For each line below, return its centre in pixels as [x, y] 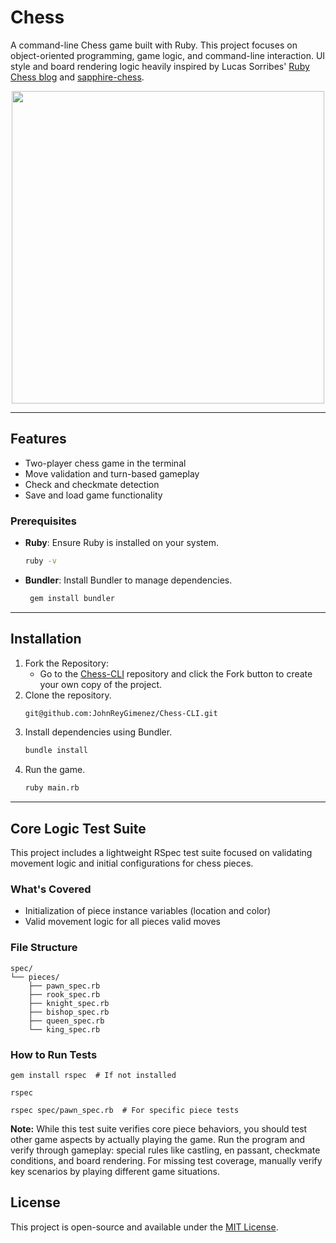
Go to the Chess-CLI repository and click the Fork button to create [176, 673]
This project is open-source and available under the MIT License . [144, 1227]
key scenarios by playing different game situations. [115, 1171]
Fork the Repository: [66, 663]
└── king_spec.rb [64, 1029]
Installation [46, 639]
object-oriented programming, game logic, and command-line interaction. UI [168, 55]
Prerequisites [43, 521]
